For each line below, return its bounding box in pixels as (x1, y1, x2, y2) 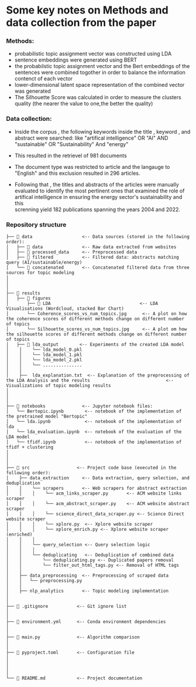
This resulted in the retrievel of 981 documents (14, 152, 127, 159)
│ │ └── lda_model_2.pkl (6, 357, 82, 363)
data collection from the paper (6, 16, 157, 29)
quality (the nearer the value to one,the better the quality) (14, 100, 153, 107)
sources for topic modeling (6, 270, 75, 276)
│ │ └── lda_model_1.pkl (6, 352, 82, 358)
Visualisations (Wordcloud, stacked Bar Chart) (6, 306, 125, 312)
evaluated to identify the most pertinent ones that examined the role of (14, 187, 185, 194)
